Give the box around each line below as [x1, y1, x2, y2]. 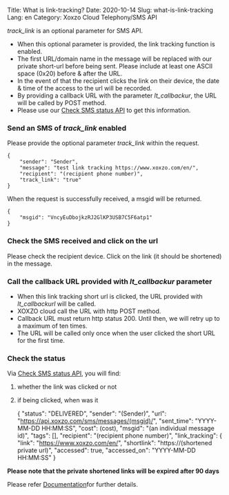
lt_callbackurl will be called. [17, 299, 97, 308]
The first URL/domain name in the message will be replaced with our [17, 55, 212, 63]
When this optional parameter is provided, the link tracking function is [17, 40, 215, 48]
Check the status [7, 353, 66, 363]
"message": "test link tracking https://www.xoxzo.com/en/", [19, 165, 199, 171]
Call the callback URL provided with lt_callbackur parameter [7, 277, 212, 286]
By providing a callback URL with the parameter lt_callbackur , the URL [17, 91, 217, 100]
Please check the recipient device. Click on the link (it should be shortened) [7, 252, 222, 260]
